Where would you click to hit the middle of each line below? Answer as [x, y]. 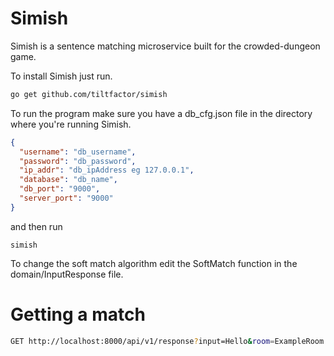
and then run [36, 226]
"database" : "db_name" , [68, 180]
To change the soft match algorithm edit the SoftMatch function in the [154, 263]
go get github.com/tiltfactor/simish [89, 94]
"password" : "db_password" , [78, 161]
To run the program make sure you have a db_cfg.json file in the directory [161, 113]
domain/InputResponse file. [67, 274]
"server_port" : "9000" [66, 198]
